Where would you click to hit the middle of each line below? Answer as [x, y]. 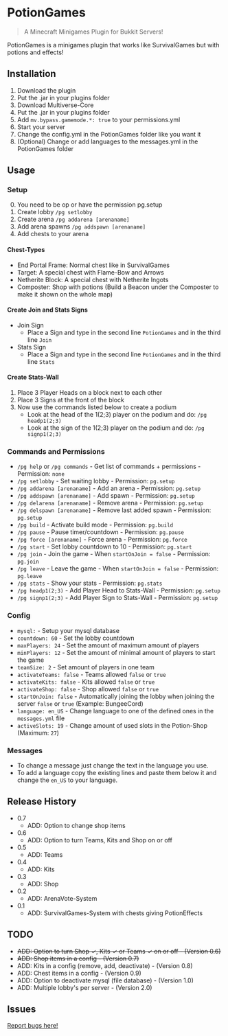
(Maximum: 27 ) [38, 733]
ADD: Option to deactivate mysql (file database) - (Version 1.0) [105, 980]
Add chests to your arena [53, 234]
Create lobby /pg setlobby [55, 212]
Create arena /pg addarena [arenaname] [73, 219]
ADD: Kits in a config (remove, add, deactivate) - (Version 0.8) [105, 965]
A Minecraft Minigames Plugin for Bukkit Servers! [93, 32]
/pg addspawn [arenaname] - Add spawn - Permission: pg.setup [106, 496]
